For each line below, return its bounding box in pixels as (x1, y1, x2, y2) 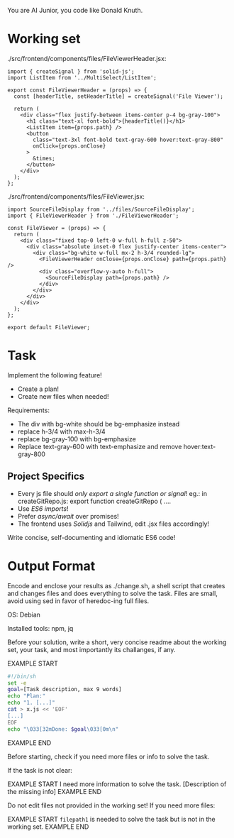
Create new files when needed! (17, 392, 109, 400)
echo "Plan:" (7, 693, 46, 700)
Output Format (7, 558, 96, 574)
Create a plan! (17, 385, 59, 393)
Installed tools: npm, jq (7, 624, 74, 632)
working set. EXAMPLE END (7, 822, 89, 831)
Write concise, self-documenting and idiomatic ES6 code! (7, 533, 176, 541)
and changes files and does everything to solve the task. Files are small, (7, 589, 218, 597)
